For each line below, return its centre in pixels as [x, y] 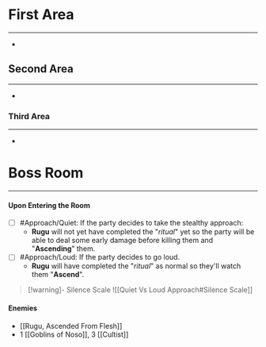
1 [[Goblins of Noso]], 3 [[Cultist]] [74, 334]
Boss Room [46, 173]
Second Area [41, 69]
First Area [41, 15]
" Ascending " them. [63, 249]
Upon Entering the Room [49, 205]
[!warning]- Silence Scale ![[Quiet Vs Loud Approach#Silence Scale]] [140, 290]
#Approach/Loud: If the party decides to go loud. [100, 257]
